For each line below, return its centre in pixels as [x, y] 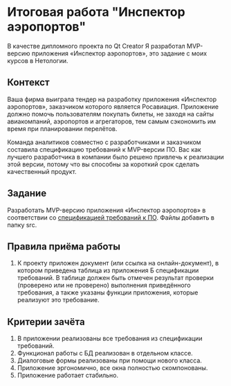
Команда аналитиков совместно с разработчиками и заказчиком [104, 142]
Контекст [28, 83]
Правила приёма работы [64, 246]
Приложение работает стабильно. [68, 376]
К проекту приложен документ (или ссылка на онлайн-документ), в [118, 263]
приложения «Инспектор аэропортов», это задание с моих [119, 53]
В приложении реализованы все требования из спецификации [110, 339]
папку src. [22, 225]
